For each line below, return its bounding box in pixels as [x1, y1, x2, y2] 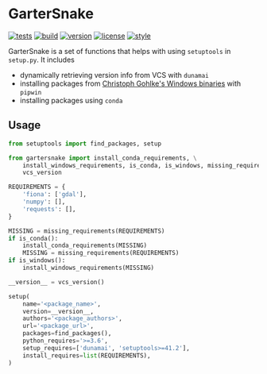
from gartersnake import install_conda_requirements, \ [8, 154, 197, 162]
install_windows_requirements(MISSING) [22, 264, 155, 272]
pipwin [19, 88, 42, 96]
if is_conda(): [8, 234, 59, 242]
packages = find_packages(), [22, 330, 112, 337]
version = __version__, [22, 307, 94, 315]
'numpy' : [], [22, 198, 66, 206]
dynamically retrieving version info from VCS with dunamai [19, 70, 209, 79]
